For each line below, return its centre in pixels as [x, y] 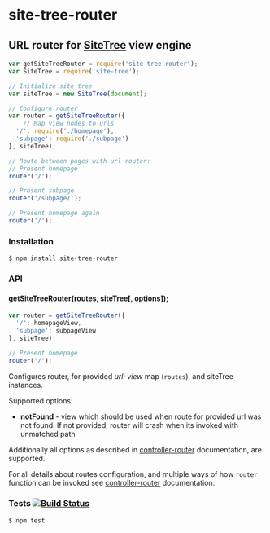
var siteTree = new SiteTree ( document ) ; [78, 94]
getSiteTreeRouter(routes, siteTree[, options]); [89, 298]
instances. [26, 385]
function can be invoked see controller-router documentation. [112, 482]
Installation [31, 241]
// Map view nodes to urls [69, 124]
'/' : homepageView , [49, 324]
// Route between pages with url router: [80, 161]
